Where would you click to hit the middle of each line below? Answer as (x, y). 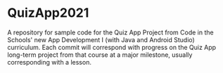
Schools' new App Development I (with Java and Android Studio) (101, 39)
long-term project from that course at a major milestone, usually (100, 55)
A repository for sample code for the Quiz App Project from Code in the (110, 32)
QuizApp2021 (48, 13)
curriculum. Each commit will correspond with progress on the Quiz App (112, 47)
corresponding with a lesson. (49, 62)
